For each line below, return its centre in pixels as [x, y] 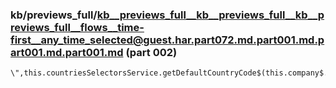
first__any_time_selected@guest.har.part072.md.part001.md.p [167, 40]
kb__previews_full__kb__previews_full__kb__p [210, 15]
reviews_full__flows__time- [77, 27]
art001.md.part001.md [67, 52]
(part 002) [151, 52]
